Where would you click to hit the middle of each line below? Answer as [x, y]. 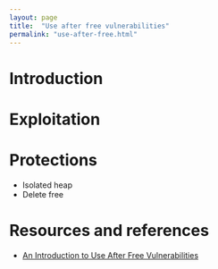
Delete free [43, 194]
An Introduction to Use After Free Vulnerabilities [110, 255]
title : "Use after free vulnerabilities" [89, 26]
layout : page [34, 17]
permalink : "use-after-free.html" [74, 34]
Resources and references [109, 230]
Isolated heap [47, 185]
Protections [54, 160]
